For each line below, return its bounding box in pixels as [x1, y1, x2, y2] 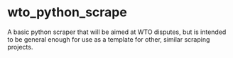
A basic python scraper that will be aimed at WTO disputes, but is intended [7, 28, 227, 36]
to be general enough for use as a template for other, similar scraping [7, 35, 210, 43]
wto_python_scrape [7, 4, 128, 21]
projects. [7, 42, 33, 51]
